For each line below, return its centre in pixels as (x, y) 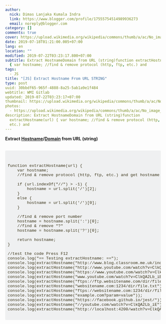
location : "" (19, 51)
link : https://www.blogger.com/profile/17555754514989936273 (74, 19)
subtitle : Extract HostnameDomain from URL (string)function (69, 60)
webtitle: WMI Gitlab (27, 92)
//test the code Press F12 (38, 254)
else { (24, 198)
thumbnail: (16, 102)
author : (13, 10)
